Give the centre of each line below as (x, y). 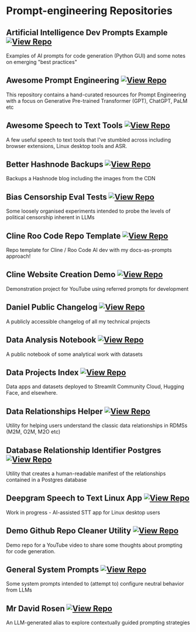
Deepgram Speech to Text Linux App (74, 498)
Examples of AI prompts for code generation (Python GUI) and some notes (96, 56)
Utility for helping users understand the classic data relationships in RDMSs (97, 426)
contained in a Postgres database (47, 479)
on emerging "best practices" (42, 62)
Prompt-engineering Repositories (89, 11)
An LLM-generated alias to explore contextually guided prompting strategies (98, 623)
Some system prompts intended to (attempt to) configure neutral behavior (95, 584)
